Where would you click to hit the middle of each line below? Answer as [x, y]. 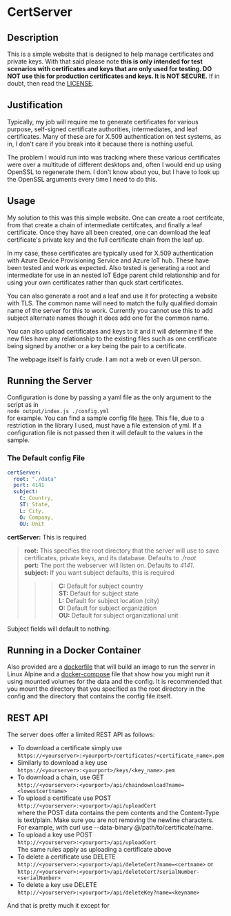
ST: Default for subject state [99, 593]
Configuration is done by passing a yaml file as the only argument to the [109, 397]
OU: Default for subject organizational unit [118, 615]
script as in [23, 405]
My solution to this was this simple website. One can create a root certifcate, [116, 218]
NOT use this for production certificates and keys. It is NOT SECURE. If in [113, 76]
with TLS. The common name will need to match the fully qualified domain [112, 303]
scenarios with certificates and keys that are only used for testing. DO [110, 69]
